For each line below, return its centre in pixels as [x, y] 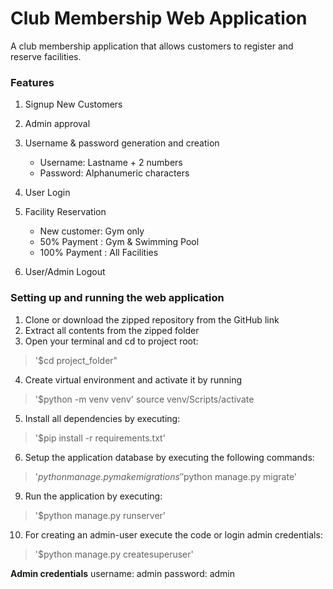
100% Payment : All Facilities [99, 253]
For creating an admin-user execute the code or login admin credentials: [173, 534]
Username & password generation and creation [122, 143]
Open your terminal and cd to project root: [111, 341]
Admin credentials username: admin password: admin [123, 573]
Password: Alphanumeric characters [114, 173]
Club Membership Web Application [159, 18]
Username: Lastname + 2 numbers [111, 163]
